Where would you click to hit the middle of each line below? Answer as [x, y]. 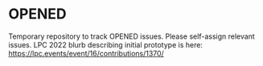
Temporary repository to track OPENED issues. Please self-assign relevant [131, 36]
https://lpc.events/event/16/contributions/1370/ [86, 53]
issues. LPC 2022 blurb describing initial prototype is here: [106, 44]
